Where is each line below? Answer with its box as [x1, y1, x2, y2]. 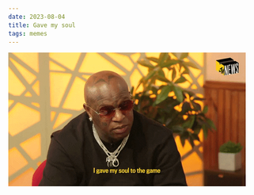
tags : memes [8, 29, 47, 37]
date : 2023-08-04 [8, 13, 66, 21]
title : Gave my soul [8, 21, 77, 29]
